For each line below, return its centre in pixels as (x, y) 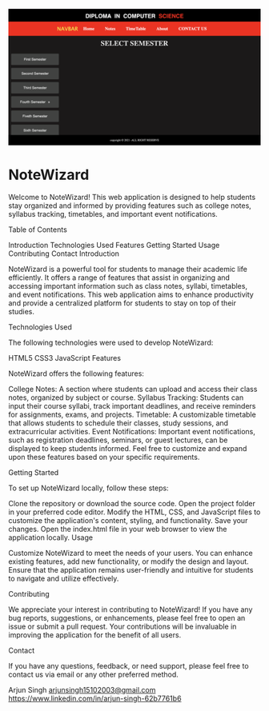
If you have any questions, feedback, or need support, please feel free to (129, 665)
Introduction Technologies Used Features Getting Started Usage (114, 245)
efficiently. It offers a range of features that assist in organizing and (119, 278)
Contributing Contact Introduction (64, 254)
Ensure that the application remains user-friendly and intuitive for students (131, 569)
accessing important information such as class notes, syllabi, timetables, (128, 286)
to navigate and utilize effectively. (64, 578)
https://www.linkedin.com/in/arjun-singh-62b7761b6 (95, 698)
